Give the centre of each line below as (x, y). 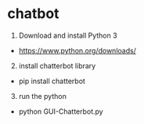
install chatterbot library (57, 66)
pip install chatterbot (52, 81)
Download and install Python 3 (68, 35)
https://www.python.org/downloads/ (77, 50)
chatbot (33, 14)
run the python (43, 96)
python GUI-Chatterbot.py (61, 111)
